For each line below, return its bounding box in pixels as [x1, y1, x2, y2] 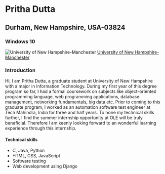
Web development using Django [12, 163, 78, 169]
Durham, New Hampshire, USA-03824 [5, 23, 125, 32]
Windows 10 [5, 38, 36, 45]
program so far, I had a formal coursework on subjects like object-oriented [5, 88, 157, 94]
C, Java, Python [12, 147, 45, 154]
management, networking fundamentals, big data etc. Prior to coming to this [5, 99, 161, 105]
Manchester [5, 54, 30, 60]
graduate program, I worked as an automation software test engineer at [5, 104, 151, 110]
